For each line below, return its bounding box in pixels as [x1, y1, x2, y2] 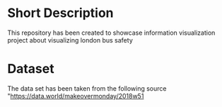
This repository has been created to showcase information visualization [7, 28, 216, 37]
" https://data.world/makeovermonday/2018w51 [7, 91, 144, 100]
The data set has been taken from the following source [7, 84, 167, 93]
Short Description [7, 5, 115, 21]
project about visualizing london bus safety [7, 35, 133, 44]
